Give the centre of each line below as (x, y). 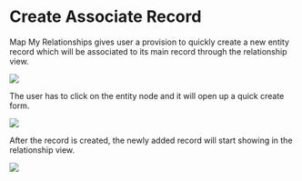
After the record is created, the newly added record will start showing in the (151, 140)
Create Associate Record (106, 17)
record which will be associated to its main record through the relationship (148, 51)
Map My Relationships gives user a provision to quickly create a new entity (149, 42)
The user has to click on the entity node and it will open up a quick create (147, 96)
